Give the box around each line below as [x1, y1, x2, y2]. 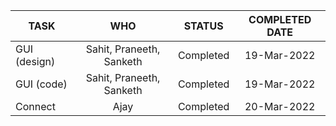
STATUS [183, 19, 224, 33]
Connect [15, 100, 56, 113]
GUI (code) [15, 77, 68, 91]
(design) [15, 55, 56, 68]
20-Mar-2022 [244, 100, 316, 113]
